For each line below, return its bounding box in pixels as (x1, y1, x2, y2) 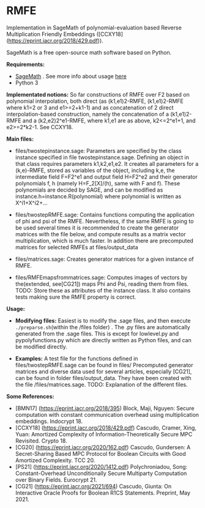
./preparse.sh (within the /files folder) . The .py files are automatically (15, 323, 191, 331)
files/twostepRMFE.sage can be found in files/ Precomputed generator (15, 361, 193, 368)
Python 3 (15, 79, 39, 86)
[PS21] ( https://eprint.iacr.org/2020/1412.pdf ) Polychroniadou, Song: (15, 463, 188, 470)
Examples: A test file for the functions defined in (15, 354, 138, 362)
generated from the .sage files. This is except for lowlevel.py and (15, 330, 179, 337)
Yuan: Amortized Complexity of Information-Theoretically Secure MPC (15, 430, 193, 438)
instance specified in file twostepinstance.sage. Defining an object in (15, 154, 190, 161)
